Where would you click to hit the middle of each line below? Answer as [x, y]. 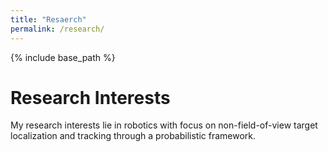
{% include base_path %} [63, 57]
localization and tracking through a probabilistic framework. [133, 136]
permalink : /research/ [57, 29]
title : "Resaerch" [48, 19]
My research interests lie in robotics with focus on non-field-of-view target [164, 125]
